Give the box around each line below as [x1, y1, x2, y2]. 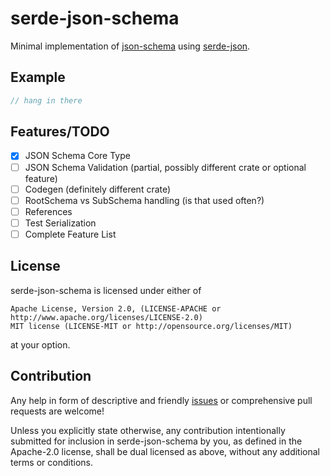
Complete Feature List [24, 228, 117, 240]
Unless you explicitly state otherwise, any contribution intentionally [10, 424, 286, 436]
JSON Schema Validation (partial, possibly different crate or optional [24, 161, 307, 173]
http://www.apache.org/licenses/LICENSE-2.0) [10, 312, 203, 322]
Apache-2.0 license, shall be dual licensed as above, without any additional [10, 445, 320, 457]
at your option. [10, 338, 71, 351]
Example [10, 69, 66, 86]
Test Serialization [24, 217, 97, 229]
